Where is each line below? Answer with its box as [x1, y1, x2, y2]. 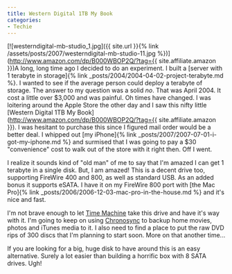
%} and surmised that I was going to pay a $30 [62, 138, 197, 146]
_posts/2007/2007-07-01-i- [138, 130, 217, 139]
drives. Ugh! [7, 259, 42, 268]
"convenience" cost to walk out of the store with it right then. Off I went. [7, 145, 213, 153]
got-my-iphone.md [7, 138, 61, 146]
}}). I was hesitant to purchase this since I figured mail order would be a [7, 123, 211, 132]
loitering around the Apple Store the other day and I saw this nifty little [7, 101, 207, 110]
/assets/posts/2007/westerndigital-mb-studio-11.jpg [7, 49, 156, 58]
